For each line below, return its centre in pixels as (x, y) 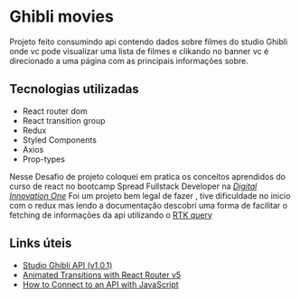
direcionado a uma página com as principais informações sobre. (129, 61)
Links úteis (41, 243)
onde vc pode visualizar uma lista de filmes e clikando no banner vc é (139, 51)
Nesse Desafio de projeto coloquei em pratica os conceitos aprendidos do (148, 176)
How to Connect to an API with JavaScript (100, 284)
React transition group (64, 120)
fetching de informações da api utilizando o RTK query (111, 215)
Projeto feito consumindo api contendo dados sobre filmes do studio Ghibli (149, 42)
